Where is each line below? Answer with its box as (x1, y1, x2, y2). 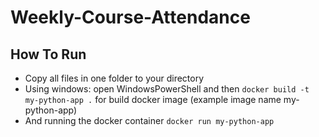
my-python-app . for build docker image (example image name (24, 94, 282, 105)
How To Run (10, 46, 87, 63)
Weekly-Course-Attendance (10, 6, 251, 29)
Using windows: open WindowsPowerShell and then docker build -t (24, 83, 310, 95)
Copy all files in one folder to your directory (24, 72, 205, 84)
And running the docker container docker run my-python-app (24, 115, 275, 126)
